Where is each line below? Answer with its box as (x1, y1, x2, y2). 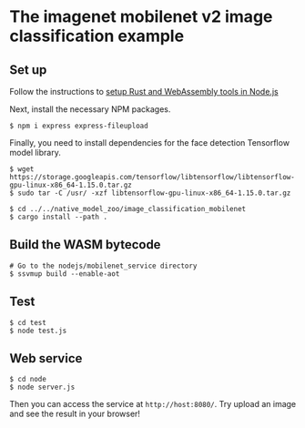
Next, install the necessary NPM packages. (9, 104, 171, 115)
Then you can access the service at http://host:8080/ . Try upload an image (9, 399, 297, 410)
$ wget (9, 165, 35, 174)
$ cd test (9, 318, 47, 327)
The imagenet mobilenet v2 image (9, 6, 273, 27)
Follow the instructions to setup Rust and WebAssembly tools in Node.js (9, 87, 280, 97)
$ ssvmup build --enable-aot (9, 269, 120, 279)
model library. (9, 148, 61, 158)
